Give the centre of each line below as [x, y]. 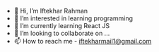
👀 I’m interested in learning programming [73, 18]
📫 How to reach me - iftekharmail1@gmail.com [83, 41]
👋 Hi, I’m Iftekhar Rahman [51, 11]
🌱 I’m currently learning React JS [62, 26]
